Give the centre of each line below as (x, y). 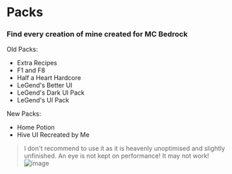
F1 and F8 (31, 70)
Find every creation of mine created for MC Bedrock (97, 34)
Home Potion (36, 128)
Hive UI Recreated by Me (53, 135)
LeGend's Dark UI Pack (51, 93)
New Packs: (24, 114)
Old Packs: (22, 49)
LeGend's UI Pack (43, 100)
